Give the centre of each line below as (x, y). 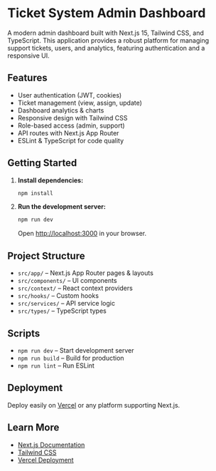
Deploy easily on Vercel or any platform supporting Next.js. (94, 405)
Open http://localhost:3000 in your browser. (82, 234)
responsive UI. (28, 56)
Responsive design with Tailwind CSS (72, 118)
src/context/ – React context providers (75, 288)
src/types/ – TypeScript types (62, 311)
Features (27, 78)
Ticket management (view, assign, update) (80, 103)
